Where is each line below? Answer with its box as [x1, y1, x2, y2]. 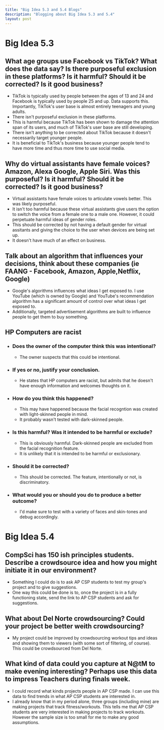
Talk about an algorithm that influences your [5, 252, 143, 260]
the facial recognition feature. [19, 445, 79, 451]
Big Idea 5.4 [5, 531, 55, 542]
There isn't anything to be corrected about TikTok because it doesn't [12, 130, 151, 136]
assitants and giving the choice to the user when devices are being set [12, 227, 155, 233]
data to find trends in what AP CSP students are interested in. [12, 693, 136, 699]
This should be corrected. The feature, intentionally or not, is [19, 474, 142, 480]
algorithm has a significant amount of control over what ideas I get [12, 298, 146, 304]
